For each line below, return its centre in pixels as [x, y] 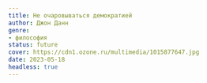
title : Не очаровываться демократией [70, 15]
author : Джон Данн [38, 23]
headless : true [33, 67]
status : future [33, 45]
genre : [19, 30]
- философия [28, 38]
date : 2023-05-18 [37, 60]
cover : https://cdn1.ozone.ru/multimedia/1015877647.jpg [104, 52]
